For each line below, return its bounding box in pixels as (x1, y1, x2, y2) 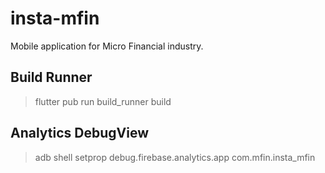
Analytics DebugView (10, 125, 150, 142)
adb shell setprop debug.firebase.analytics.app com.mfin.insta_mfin (34, 151, 316, 163)
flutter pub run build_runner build (34, 95, 172, 107)
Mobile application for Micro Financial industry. (10, 40, 204, 52)
